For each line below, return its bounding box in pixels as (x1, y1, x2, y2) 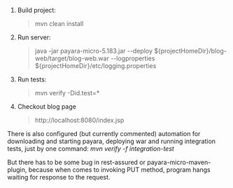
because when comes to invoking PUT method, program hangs (28, 166, 211, 174)
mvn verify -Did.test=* (34, 89, 100, 97)
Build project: (17, 6, 56, 14)
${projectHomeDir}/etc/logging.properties (34, 62, 157, 69)
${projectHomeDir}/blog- (153, 47, 227, 55)
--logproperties (111, 54, 155, 62)
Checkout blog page (17, 102, 77, 111)
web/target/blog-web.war (34, 54, 110, 62)
